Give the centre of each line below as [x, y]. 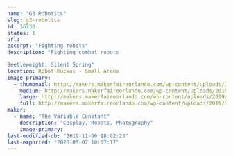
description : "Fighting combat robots [63, 53]
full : [28, 104]
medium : [31, 91]
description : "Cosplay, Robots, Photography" [87, 123]
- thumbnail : [32, 84]
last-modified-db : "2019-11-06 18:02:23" [68, 136]
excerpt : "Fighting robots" [48, 46]
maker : [17, 110]
